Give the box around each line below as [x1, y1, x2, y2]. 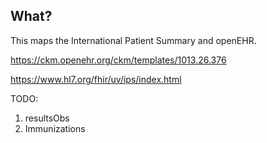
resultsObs [24, 112, 70, 124]
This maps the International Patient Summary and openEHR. [10, 34, 257, 46]
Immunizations [24, 122, 86, 134]
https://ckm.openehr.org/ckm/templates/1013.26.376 [10, 54, 227, 66]
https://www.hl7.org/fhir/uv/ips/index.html [10, 73, 182, 85]
